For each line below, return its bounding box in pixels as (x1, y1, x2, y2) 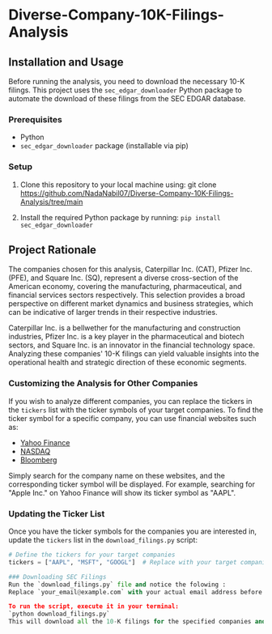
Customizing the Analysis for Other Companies (8, 378, 198, 389)
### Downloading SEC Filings (8, 572, 107, 581)
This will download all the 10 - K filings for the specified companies (8, 618, 252, 626)
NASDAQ (19, 446, 51, 456)
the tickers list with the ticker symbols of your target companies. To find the (8, 405, 264, 415)
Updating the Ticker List (8, 508, 105, 519)
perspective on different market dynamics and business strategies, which (8, 299, 253, 308)
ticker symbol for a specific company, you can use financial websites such (8, 413, 257, 423)
